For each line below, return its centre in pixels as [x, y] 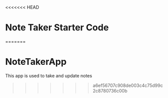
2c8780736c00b [110, 90]
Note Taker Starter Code [57, 28]
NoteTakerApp [36, 62]
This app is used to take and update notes [49, 75]
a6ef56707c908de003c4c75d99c [128, 85]
